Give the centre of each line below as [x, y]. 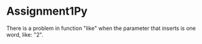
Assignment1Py [47, 11]
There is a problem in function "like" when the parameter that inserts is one [101, 28]
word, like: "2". [25, 34]
